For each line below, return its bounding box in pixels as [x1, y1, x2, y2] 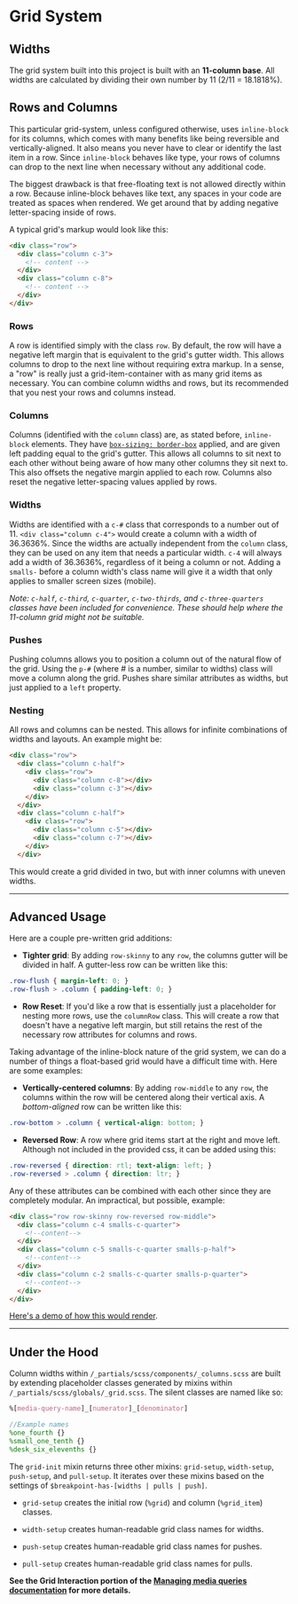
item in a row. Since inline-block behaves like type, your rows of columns [9, 152, 281, 162]
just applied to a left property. [9, 682, 122, 693]
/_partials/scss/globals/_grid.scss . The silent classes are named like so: [9, 1387, 284, 1398]
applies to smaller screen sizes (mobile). [9, 575, 157, 586]
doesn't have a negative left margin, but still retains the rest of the [21, 1020, 263, 1031]
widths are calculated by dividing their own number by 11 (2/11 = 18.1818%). [9, 75, 283, 85]
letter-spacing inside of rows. [9, 207, 117, 217]
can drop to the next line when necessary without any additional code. [9, 161, 266, 172]
